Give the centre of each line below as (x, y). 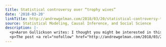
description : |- (22, 28)
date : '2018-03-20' (25, 14)
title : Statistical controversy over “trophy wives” (61, 10)
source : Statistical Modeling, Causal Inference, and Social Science (78, 23)
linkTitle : (16, 19)
